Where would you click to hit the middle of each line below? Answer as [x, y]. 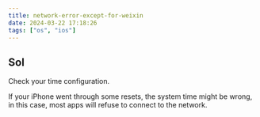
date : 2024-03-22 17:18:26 [53, 23]
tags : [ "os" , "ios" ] [42, 30]
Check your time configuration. [59, 81]
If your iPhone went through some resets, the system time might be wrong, [130, 96]
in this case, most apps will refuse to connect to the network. [108, 105]
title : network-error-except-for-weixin [76, 15]
